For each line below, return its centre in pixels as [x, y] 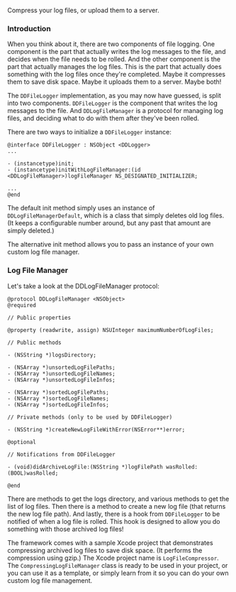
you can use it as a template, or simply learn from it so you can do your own [118, 573]
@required [22, 305]
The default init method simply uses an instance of [81, 208]
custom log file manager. [44, 252]
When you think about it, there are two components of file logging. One [111, 44]
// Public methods [34, 343]
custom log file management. [50, 580]
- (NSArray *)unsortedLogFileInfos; [61, 380]
